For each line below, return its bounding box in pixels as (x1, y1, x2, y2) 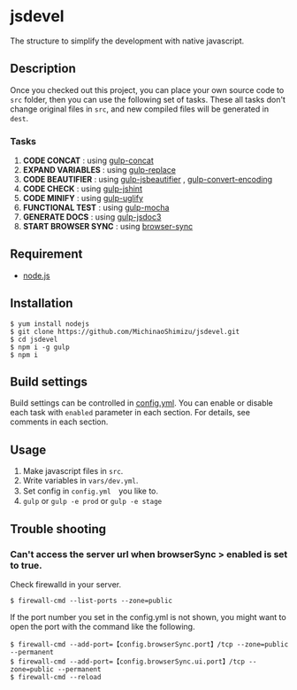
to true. (10, 559, 42, 571)
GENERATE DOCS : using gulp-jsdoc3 (22, 212, 162, 222)
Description (10, 61, 76, 76)
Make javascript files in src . (22, 466, 124, 477)
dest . (10, 112, 29, 123)
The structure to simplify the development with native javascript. (10, 35, 245, 46)
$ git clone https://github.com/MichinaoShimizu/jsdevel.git (10, 327, 240, 336)
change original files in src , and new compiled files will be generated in (10, 104, 269, 114)
